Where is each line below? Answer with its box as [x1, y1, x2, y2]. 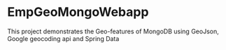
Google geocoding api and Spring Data [7, 34, 120, 42]
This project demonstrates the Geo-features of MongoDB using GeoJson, [7, 27, 219, 35]
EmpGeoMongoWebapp [7, 4, 149, 20]
